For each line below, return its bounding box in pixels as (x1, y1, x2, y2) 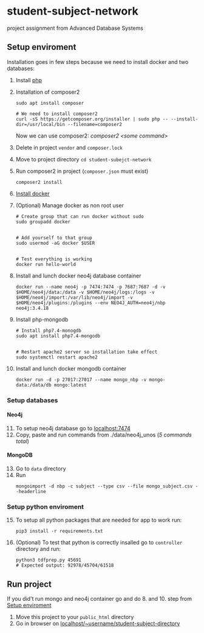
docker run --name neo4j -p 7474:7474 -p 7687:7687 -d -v (15, 284, 166, 290)
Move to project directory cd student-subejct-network (15, 155, 152, 163)
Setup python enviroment (7, 503, 84, 511)
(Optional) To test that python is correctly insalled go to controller (15, 539, 183, 546)
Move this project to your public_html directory (15, 614, 134, 621)
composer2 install (15, 179, 63, 185)
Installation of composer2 (15, 88, 80, 96)
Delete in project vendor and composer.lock (15, 144, 123, 151)
